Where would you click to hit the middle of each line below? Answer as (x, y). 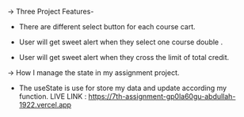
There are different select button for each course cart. (107, 26)
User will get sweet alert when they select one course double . (121, 42)
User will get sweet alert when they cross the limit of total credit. (124, 57)
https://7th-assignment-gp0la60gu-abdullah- (162, 96)
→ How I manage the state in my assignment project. (93, 73)
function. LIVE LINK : (53, 96)
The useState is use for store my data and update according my (123, 88)
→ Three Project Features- (51, 11)
